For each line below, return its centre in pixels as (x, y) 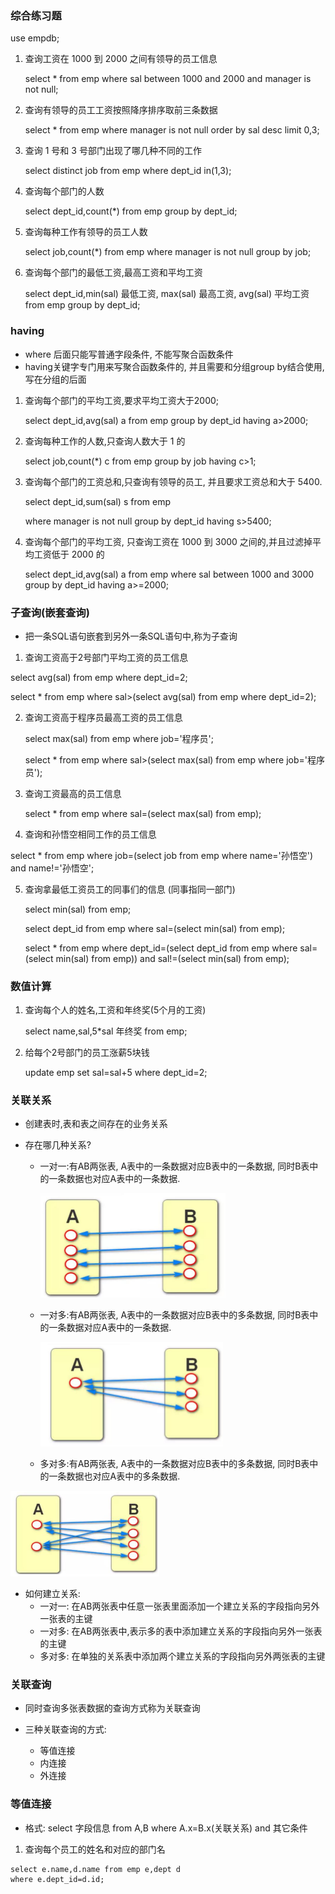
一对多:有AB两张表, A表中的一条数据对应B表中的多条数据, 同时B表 (174, 1314)
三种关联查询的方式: (65, 1729)
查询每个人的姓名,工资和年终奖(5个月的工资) (115, 1010)
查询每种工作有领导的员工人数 (86, 232)
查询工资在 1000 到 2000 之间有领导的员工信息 (121, 59)
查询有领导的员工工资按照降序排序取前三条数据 (121, 110)
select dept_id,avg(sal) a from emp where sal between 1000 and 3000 (169, 574)
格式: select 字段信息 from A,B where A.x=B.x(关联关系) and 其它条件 (166, 1828)
